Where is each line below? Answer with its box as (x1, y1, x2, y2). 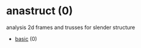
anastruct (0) (6, 4, 73, 18)
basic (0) (14, 35, 38, 42)
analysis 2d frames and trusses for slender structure (6, 24, 136, 31)
